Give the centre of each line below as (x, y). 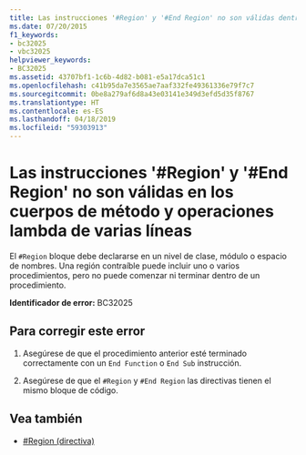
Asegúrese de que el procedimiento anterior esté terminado (135, 353)
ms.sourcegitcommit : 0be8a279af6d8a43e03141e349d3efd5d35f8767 (132, 94)
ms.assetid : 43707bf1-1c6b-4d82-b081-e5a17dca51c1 (107, 77)
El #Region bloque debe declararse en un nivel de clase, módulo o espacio (148, 256)
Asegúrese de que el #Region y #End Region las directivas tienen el (147, 380)
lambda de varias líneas (101, 231)
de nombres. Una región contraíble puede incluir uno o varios (124, 266)
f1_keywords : (34, 35)
